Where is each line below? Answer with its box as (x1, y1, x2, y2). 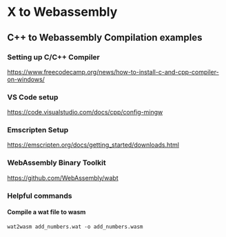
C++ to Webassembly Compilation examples (7, 32, 203, 43)
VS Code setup (7, 92, 59, 102)
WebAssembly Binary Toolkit (7, 158, 106, 167)
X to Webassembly (7, 4, 118, 20)
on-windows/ (7, 75, 45, 83)
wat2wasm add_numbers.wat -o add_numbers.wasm (7, 223, 143, 230)
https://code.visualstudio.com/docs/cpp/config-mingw (7, 108, 163, 116)
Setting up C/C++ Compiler (7, 52, 100, 62)
